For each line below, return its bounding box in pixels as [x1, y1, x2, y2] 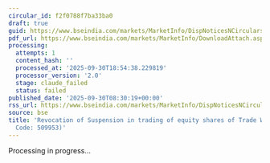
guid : [8, 26, 27, 35]
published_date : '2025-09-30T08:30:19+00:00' [8, 94, 163, 102]
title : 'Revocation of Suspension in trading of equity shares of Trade [8, 116, 257, 124]
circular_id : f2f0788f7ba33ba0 [8, 11, 113, 20]
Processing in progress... [8, 145, 91, 155]
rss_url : [8, 101, 38, 109]
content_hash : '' [15, 57, 74, 65]
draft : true [8, 19, 48, 27]
